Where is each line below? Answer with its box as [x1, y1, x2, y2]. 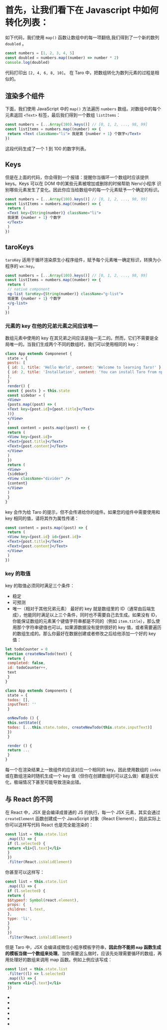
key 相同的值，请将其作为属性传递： [5, 515, 80, 521]
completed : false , [7, 661, 46, 666]
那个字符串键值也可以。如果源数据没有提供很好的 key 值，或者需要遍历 [16, 624, 162, 630]
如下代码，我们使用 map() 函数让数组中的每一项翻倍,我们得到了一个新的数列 [5, 34, 160, 40]
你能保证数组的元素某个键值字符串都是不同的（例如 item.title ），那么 [12, 618, 156, 624]
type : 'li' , [7, 916, 32, 921]
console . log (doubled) [5, 60, 50, 65]
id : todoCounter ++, [7, 665, 48, 670]
